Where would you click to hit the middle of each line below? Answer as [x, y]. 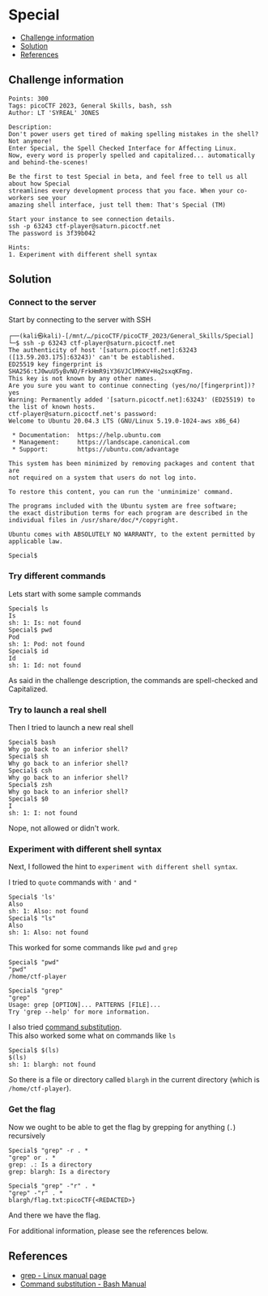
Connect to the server [53, 303]
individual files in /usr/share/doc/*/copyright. [94, 521]
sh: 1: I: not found [43, 814]
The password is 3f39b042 [52, 233]
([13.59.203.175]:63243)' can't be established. [92, 358]
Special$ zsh [30, 785]
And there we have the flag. [55, 1215]
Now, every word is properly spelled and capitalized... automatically [132, 155]
